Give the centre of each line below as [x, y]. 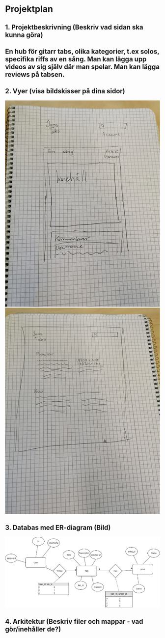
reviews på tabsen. [35, 74]
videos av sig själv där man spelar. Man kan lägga [82, 67]
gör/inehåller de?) [33, 629]
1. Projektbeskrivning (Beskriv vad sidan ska [74, 27]
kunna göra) [24, 35]
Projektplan [29, 9]
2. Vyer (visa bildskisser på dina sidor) [65, 91]
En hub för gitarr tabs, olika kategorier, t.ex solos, [82, 51]
